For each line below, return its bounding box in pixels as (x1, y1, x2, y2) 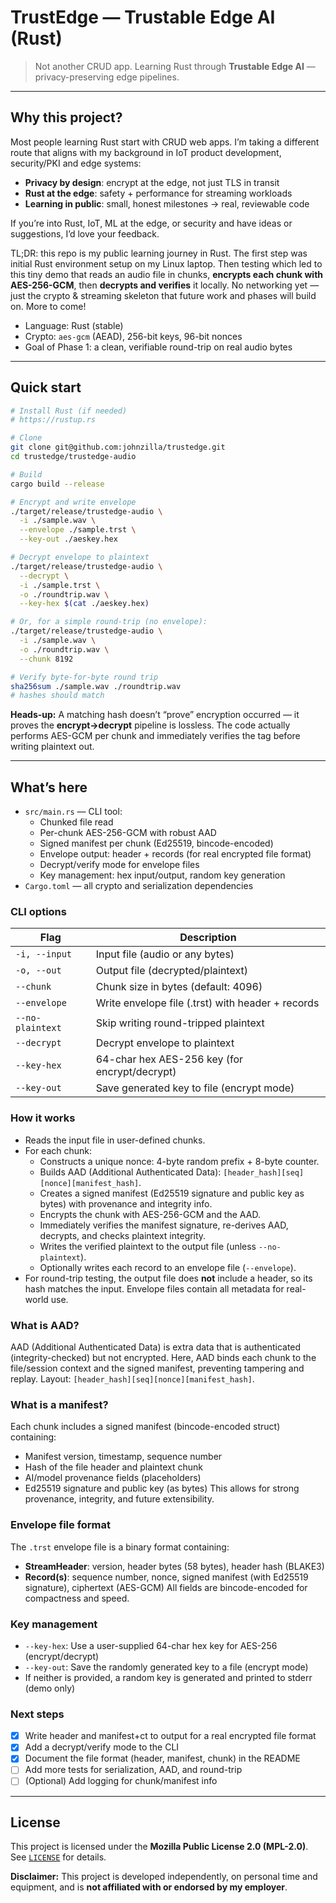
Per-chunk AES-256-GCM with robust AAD (39, 827, 217, 839)
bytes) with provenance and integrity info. (39, 1197, 213, 1210)
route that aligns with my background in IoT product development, (10, 146, 282, 158)
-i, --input (15, 949, 73, 960)
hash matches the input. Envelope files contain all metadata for (24, 1282, 285, 1295)
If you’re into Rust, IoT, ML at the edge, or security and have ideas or (10, 217, 293, 229)
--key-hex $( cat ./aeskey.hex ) (19, 599, 150, 609)
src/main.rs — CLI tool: (24, 806, 123, 818)
